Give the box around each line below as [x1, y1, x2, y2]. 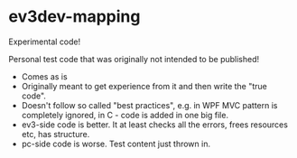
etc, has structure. [21, 128, 90, 139]
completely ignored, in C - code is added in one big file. [21, 109, 229, 120]
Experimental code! [8, 36, 81, 47]
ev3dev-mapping [8, 6, 141, 27]
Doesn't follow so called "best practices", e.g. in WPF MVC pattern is [21, 99, 278, 110]
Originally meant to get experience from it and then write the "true [21, 80, 268, 91]
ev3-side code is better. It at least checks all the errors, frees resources [21, 119, 288, 130]
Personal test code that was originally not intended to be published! [8, 53, 260, 64]
